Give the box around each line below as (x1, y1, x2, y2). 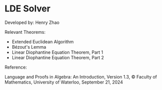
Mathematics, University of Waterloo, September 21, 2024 (4, 79, 123, 85)
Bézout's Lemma (11, 44, 47, 50)
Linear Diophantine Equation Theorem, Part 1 (11, 49, 104, 55)
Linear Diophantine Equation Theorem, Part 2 (11, 54, 105, 60)
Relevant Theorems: (4, 29, 46, 35)
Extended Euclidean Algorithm (11, 38, 74, 45)
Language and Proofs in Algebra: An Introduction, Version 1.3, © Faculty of (4, 74, 157, 80)
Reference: (4, 64, 27, 70)
